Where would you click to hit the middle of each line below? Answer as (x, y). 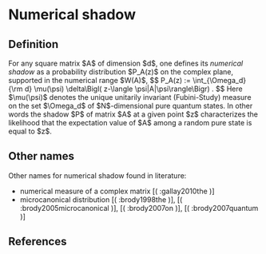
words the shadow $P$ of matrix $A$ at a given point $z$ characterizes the (133, 114)
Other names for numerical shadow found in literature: (97, 175)
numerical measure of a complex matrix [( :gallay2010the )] (117, 191)
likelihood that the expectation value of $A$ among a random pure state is (130, 123)
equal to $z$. (30, 131)
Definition (33, 44)
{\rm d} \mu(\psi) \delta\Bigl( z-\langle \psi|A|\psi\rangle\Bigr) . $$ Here (125, 89)
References (38, 242)
